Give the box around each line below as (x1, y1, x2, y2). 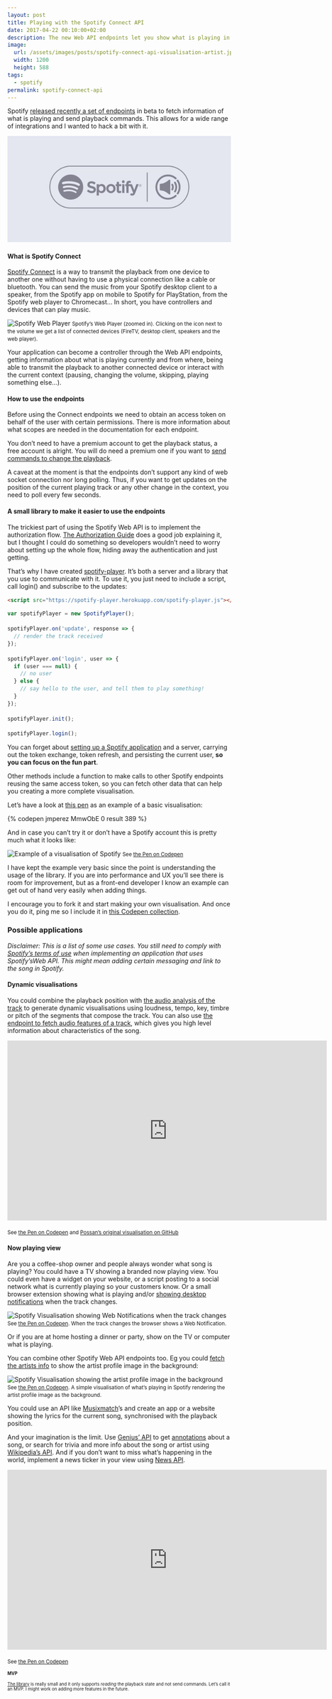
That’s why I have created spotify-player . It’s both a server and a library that (7, 567, 228, 575)
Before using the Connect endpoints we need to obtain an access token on (7, 410, 226, 419)
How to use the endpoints (7, 395, 85, 403)
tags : (7, 71, 23, 78)
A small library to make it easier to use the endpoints (7, 507, 165, 515)
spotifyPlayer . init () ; (7, 715, 74, 722)
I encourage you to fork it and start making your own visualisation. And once (7, 900, 231, 909)
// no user (20, 670, 52, 677)
